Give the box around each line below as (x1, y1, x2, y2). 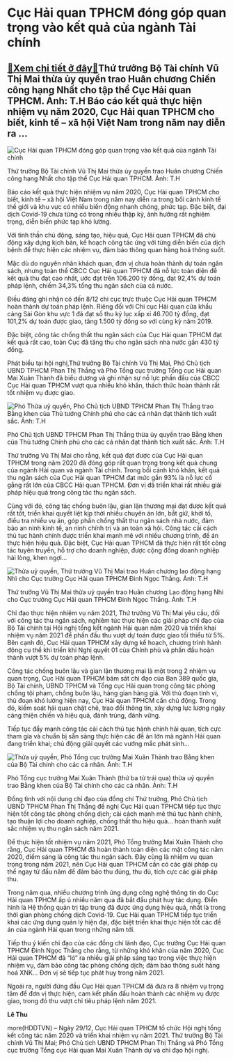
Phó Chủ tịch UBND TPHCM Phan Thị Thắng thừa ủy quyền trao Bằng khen (7, 431, 223, 438)
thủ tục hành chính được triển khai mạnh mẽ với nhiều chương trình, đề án (7, 532, 219, 539)
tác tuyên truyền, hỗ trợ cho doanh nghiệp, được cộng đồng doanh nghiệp (7, 546, 220, 555)
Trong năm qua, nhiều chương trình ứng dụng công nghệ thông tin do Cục (7, 888, 219, 897)
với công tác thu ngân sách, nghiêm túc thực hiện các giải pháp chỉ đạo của (7, 617, 225, 624)
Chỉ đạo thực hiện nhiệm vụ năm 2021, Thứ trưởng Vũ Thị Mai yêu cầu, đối (7, 609, 220, 617)
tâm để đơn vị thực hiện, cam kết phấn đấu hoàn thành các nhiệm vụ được (7, 989, 220, 998)
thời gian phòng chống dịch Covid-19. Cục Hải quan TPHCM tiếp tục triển (7, 911, 218, 919)
